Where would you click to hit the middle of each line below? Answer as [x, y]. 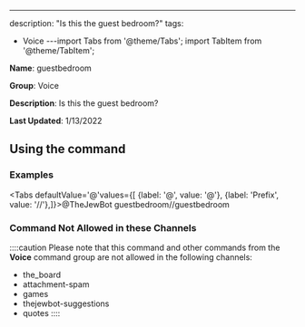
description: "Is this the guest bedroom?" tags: [97, 23]
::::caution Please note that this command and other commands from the [145, 247]
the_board [42, 274]
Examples [32, 175]
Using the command [68, 149]
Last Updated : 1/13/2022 [56, 120]
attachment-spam [56, 284]
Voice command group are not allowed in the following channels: [131, 257]
